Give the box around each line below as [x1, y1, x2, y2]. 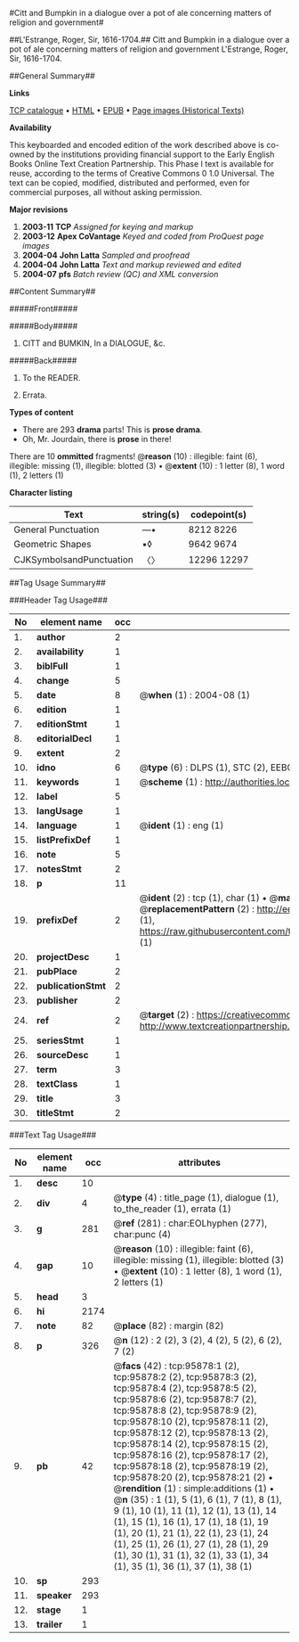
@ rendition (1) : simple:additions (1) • [113, 1482, 275, 1494]
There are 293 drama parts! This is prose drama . [21, 424, 203, 435]
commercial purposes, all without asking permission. [9, 187, 203, 197]
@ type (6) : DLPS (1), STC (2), [139, 761, 269, 774]
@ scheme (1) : [139, 776, 203, 788]
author [36, 631, 66, 643]
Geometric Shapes [13, 538, 92, 550]
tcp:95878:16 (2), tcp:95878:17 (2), [113, 1449, 269, 1461]
